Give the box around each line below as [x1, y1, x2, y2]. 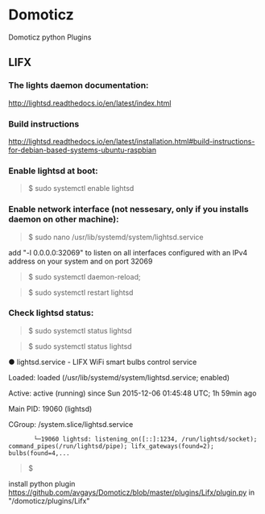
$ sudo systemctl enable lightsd [27, 184, 135, 193]
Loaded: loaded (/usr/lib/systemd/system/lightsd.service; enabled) [8, 372, 230, 382]
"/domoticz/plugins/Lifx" [8, 495, 90, 505]
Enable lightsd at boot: [8, 165, 98, 176]
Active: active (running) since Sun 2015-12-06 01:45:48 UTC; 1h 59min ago [8, 388, 257, 398]
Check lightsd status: [8, 308, 94, 319]
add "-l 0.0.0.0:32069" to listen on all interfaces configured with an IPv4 [8, 247, 248, 257]
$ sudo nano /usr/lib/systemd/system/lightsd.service [27, 232, 204, 242]
